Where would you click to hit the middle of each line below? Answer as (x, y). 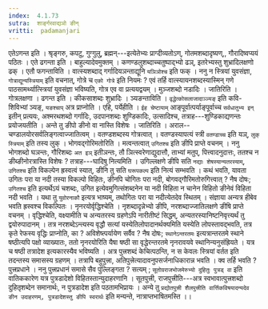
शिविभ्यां (18, 107)
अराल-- (180, 126)
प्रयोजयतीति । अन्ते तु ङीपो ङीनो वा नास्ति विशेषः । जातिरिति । (88, 126)
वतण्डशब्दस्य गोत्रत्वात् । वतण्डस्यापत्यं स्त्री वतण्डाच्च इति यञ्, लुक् (178, 134)
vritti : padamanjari (44, 30)
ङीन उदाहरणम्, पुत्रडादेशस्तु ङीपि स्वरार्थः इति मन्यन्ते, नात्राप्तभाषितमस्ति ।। (100, 296)
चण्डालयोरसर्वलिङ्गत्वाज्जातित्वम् (49, 134)
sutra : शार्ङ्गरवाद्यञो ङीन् (44, 23)
